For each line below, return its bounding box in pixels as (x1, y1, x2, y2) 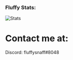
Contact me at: (5, 33, 69, 44)
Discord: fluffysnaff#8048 (5, 49, 59, 55)
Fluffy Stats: (5, 4, 36, 11)
